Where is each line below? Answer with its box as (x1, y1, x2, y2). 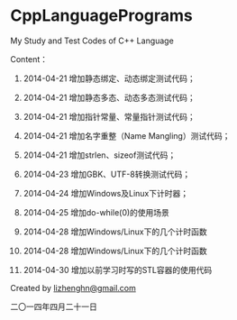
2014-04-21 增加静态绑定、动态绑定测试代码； (23, 73, 196, 84)
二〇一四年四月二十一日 (10, 301, 97, 312)
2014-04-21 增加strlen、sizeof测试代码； (23, 150, 177, 160)
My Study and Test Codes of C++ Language (10, 35, 174, 46)
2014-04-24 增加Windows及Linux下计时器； (23, 187, 189, 198)
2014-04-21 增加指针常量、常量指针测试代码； (23, 111, 196, 122)
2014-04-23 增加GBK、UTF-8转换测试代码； (23, 169, 191, 179)
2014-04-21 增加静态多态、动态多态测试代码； (23, 92, 196, 103)
